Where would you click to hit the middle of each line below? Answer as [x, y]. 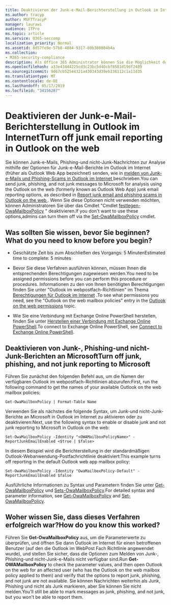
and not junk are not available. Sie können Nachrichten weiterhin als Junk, [83, 581]
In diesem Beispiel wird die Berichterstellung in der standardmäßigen [77, 451]
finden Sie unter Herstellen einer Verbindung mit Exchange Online [82, 321]
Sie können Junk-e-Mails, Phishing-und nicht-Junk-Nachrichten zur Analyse [85, 162]
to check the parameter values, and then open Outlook [105, 564]
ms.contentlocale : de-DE [32, 81]
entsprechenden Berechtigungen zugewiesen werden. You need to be [85, 274]
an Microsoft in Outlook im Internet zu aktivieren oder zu [83, 417]
